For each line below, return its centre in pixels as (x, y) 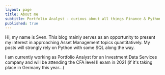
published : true (22, 23)
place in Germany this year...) (35, 68)
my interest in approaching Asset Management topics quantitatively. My (78, 43)
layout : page (18, 10)
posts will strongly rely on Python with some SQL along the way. (70, 48)
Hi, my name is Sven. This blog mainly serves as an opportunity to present (80, 37)
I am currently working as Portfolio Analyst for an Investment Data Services (81, 57)
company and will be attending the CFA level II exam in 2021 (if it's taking (79, 62)
